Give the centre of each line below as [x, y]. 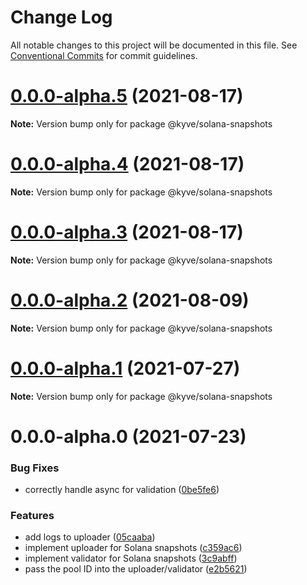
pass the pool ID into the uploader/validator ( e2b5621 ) [136, 569]
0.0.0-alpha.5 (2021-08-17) [127, 96]
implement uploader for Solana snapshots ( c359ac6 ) [133, 548]
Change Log [61, 17]
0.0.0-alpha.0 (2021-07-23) [128, 436]
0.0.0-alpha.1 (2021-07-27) [125, 368]
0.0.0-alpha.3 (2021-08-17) [127, 232]
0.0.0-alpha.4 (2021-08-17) [127, 164]
